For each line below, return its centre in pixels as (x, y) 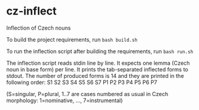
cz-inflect (32, 11)
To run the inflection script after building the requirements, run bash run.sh (100, 51)
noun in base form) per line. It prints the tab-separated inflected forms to (97, 69)
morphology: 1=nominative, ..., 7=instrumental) (65, 100)
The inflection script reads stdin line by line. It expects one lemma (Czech (98, 63)
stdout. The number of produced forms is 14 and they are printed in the (95, 76)
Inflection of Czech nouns (39, 28)
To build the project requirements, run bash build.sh (72, 39)
